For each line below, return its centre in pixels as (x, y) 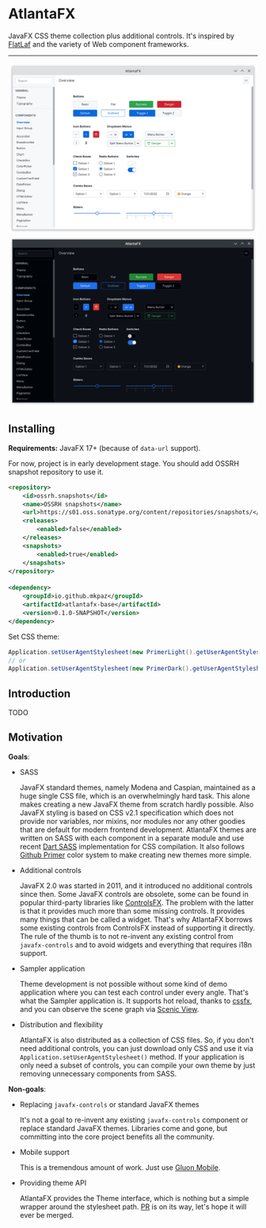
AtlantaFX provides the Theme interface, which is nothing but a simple (134, 1198)
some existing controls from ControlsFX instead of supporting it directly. (137, 928)
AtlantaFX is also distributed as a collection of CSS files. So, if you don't (137, 1040)
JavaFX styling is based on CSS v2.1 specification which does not (127, 812)
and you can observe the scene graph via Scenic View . (109, 1009)
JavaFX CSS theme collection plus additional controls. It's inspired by (122, 36)
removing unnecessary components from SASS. (98, 1073)
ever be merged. (47, 1215)
